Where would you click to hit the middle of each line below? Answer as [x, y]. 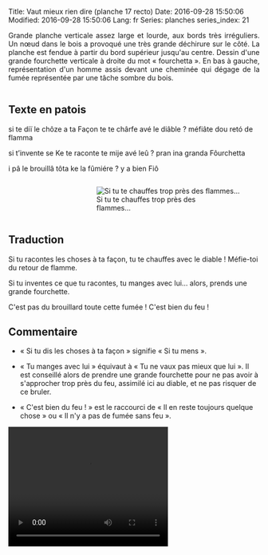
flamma [21, 137]
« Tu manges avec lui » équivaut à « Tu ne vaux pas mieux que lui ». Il [134, 367]
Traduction [36, 240]
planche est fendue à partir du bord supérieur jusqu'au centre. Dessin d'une [134, 52]
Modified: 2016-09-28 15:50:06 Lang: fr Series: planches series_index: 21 [129, 20]
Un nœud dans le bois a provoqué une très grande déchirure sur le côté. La [134, 44]
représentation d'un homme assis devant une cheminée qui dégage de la [134, 69]
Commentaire [43, 332]
